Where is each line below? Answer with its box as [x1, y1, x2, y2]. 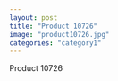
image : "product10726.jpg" [9, 30, 110, 39]
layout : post [9, 13, 58, 22]
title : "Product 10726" [9, 22, 98, 31]
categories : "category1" [9, 38, 102, 48]
